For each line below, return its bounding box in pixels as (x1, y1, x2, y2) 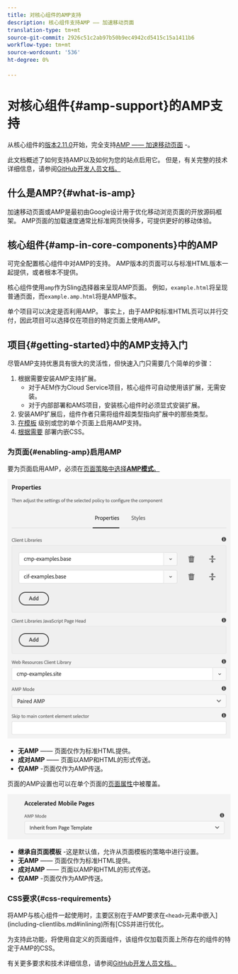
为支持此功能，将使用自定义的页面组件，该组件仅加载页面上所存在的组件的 (7, 935, 225, 943)
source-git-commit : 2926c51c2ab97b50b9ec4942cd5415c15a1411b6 (7, 34, 195, 41)
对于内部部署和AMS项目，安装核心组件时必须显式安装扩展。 (28, 401, 204, 410)
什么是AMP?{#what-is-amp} (7, 187, 136, 199)
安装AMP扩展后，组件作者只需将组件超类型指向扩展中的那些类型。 (17, 410, 212, 419)
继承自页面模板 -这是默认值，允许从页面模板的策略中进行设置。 (17, 847, 203, 856)
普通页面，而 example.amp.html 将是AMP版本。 (7, 292, 140, 301)
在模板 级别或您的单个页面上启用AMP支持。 (17, 419, 145, 427)
